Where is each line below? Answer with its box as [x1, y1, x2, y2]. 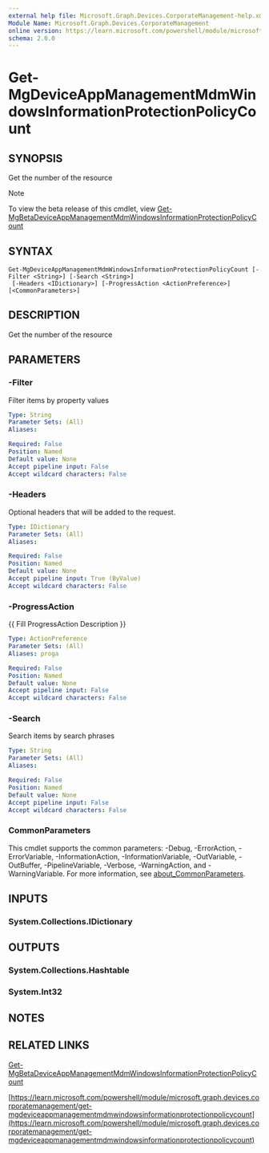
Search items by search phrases [8, 731, 114, 741]
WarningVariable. [8, 868, 66, 879]
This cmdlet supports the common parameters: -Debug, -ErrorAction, [8, 843, 238, 853]
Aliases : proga [8, 649, 59, 658]
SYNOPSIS [8, 152, 63, 165]
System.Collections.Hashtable [8, 964, 130, 976]
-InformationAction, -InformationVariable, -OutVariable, [55, 851, 238, 861]
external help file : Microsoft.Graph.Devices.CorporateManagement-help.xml [8, 11, 267, 20]
